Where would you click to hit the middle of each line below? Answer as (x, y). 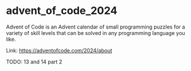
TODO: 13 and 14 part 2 (34, 62)
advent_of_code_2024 (62, 11)
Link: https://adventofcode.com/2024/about (59, 50)
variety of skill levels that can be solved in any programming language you (96, 33)
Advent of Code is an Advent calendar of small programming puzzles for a (96, 27)
